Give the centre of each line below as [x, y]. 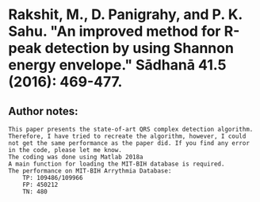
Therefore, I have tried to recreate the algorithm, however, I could [127, 136]
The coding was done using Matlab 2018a [76, 157]
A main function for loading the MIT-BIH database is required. [117, 164]
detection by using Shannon [139, 48]
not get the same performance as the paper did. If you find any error [129, 143]
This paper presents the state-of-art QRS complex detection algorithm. [131, 129]
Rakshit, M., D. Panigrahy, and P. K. [126, 15]
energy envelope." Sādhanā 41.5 [117, 65]
